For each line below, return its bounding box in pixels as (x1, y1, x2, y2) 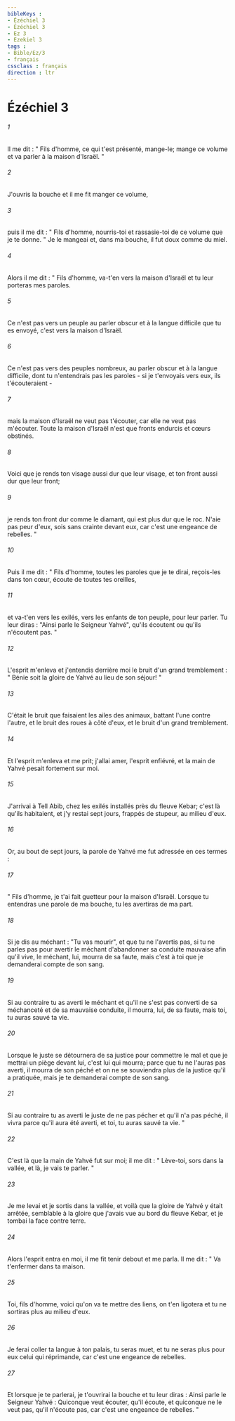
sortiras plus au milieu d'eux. (7, 1307, 90, 1316)
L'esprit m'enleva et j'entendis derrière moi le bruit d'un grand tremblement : (7, 666, 228, 675)
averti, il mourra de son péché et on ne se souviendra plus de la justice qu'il (7, 1065, 226, 1074)
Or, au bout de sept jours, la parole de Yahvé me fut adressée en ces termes (7, 847, 228, 855)
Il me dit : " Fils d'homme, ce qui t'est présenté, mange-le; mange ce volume (7, 145, 228, 153)
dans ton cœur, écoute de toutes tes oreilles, (7, 575, 137, 583)
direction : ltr (7, 69, 55, 76)
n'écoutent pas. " (7, 628, 58, 636)
